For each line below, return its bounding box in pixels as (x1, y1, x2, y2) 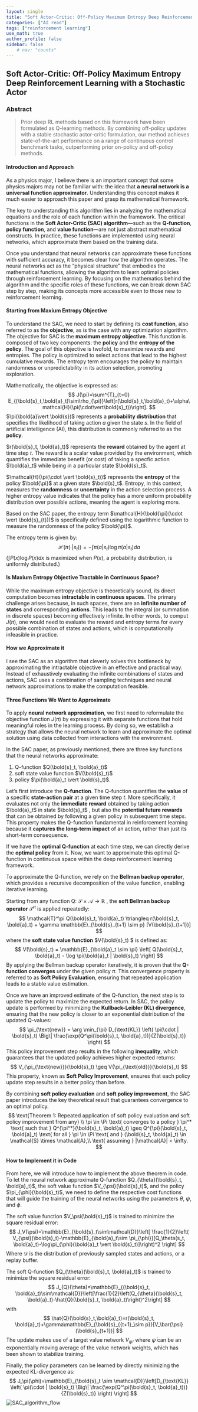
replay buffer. (6, 1257, 39, 1264)
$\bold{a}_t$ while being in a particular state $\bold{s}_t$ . (6, 462, 148, 469)
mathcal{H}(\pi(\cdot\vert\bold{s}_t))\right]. (42, 403, 148, 410)
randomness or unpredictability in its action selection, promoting (6, 364, 163, 371)
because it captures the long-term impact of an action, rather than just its (6, 825, 187, 833)
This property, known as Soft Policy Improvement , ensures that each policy (6, 1072, 190, 1080)
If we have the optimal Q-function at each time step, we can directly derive (6, 843, 190, 850)
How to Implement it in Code (6, 1157, 77, 1164)
